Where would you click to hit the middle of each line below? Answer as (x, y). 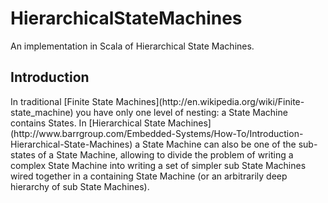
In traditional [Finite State (62, 101)
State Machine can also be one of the (219, 144)
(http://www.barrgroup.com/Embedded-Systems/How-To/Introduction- (157, 133)
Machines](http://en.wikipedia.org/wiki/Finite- (210, 101)
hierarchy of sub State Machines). (80, 186)
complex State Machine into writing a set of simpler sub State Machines (158, 165)
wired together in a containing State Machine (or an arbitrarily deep (149, 176)
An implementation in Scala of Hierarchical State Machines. (132, 46)
